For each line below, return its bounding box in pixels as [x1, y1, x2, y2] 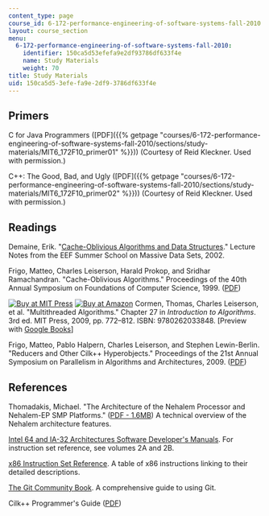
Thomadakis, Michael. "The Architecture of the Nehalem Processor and [8, 402, 246, 411]
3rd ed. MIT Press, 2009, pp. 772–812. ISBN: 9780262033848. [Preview [8, 316, 247, 326]
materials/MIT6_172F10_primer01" [8, 147, 119, 157]
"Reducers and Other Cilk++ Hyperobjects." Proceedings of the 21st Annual [8, 349, 259, 358]
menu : [8, 34, 27, 43]
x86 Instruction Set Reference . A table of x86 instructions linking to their [8, 458, 248, 468]
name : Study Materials [23, 57, 99, 65]
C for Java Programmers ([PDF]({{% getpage [8, 130, 159, 140]
